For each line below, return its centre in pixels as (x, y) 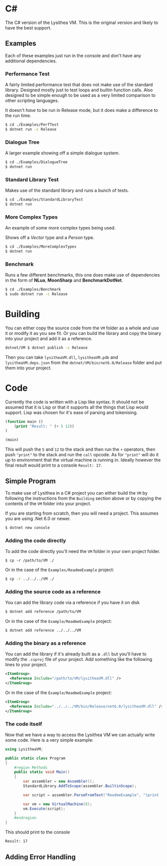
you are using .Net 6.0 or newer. (38, 519)
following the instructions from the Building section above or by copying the (83, 498)
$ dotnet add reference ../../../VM (43, 630)
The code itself (24, 724)
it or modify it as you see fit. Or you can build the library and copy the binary (83, 333)
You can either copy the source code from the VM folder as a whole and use (82, 328)
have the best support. (28, 27)
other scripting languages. (32, 101)
